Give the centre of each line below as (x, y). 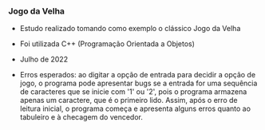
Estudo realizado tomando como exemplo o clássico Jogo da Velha (130, 29)
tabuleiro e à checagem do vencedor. (81, 117)
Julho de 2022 (44, 59)
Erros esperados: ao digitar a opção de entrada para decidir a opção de (138, 75)
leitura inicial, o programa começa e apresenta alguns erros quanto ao (135, 108)
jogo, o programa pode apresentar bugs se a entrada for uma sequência (138, 83)
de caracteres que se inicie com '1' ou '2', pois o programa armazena (133, 92)
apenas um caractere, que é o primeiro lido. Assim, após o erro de (129, 100)
